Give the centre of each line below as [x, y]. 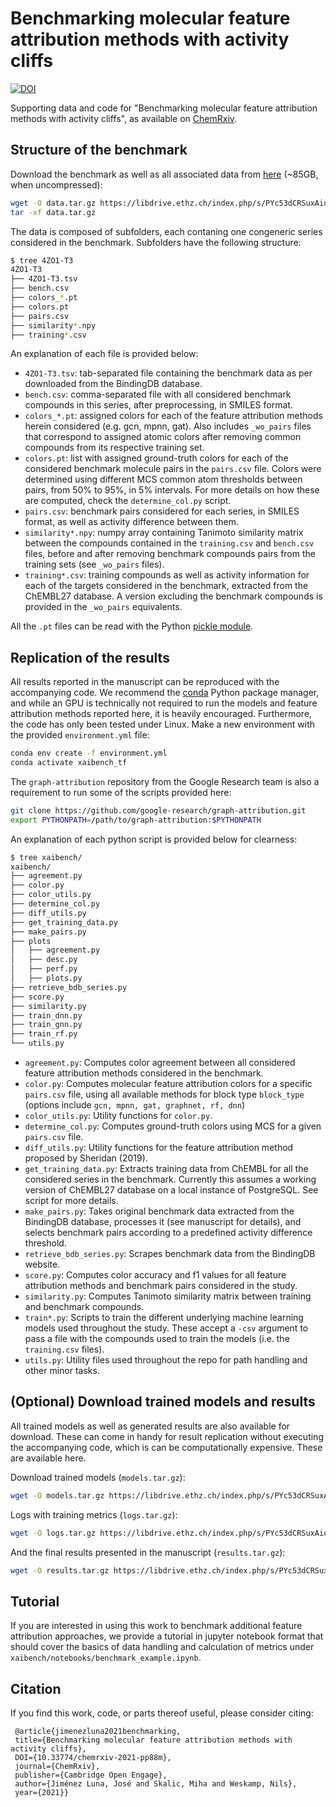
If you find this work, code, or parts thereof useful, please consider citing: [162, 1713]
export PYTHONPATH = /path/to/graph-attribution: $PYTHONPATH [136, 820]
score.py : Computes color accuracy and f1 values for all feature [155, 1275]
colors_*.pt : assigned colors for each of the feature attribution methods [173, 416]
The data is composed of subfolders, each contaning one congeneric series [166, 231]
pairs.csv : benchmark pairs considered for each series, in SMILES [162, 511]
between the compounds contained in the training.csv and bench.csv [169, 543]
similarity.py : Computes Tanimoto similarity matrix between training [168, 1296]
